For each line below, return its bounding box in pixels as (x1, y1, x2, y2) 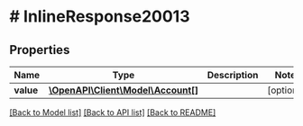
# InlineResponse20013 (9, 6, 190, 27)
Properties (9, 42, 70, 58)
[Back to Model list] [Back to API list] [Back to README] (9, 107, 216, 118)
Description (207, 69, 259, 81)
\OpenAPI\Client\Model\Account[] (48, 84, 199, 96)
